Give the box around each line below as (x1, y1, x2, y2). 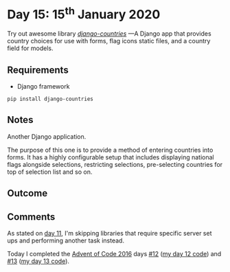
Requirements (7, 64, 69, 76)
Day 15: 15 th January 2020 (7, 4, 161, 23)
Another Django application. (7, 132, 87, 141)
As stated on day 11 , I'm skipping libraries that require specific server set (7, 229, 212, 238)
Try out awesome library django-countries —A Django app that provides (7, 30, 211, 38)
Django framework (16, 82, 70, 91)
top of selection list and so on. (7, 168, 93, 176)
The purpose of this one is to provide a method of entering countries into (7, 146, 214, 154)
